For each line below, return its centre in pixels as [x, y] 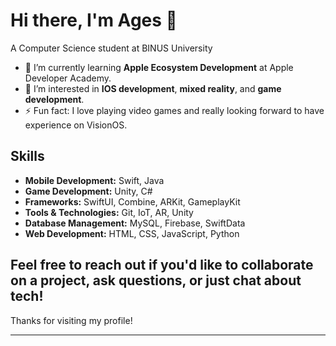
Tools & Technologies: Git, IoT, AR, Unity [109, 212]
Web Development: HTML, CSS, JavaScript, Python [132, 233]
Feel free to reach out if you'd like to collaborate [162, 265]
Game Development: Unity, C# [88, 191]
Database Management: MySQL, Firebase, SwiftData [135, 223]
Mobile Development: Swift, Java [94, 180]
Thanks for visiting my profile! [71, 320]
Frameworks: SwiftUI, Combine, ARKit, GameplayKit [132, 201]
